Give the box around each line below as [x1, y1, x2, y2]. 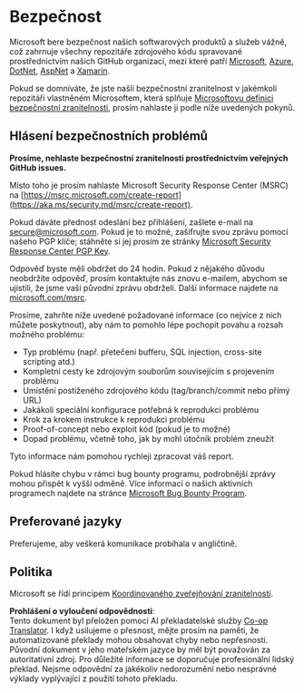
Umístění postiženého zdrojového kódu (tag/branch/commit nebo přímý [22, 385, 290, 395]
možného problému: [9, 328, 84, 339]
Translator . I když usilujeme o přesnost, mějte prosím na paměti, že [9, 625, 260, 636]
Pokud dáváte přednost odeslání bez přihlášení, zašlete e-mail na [9, 216, 254, 228]
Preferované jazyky [9, 514, 123, 530]
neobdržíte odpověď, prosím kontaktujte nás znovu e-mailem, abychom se [9, 272, 288, 283]
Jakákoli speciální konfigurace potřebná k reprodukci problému [22, 404, 260, 415]
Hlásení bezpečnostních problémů [9, 129, 209, 144]
